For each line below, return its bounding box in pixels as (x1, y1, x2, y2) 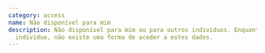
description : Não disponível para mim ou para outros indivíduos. (8, 26, 231, 34)
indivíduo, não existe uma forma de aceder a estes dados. (15, 33, 214, 41)
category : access (8, 11, 65, 19)
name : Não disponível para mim (8, 19, 111, 26)
